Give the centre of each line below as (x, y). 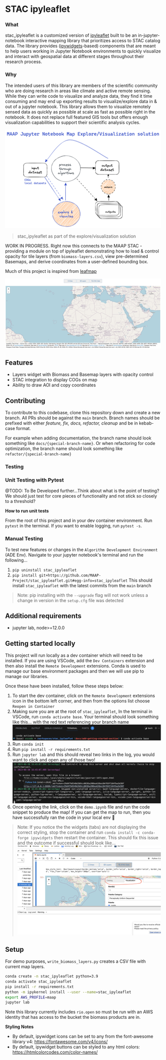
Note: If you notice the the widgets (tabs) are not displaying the (82, 827)
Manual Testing (24, 539)
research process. (23, 62)
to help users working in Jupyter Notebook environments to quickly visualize (83, 51)
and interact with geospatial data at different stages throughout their (75, 57)
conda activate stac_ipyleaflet (38, 981)
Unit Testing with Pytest (35, 480)
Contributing (25, 401)
